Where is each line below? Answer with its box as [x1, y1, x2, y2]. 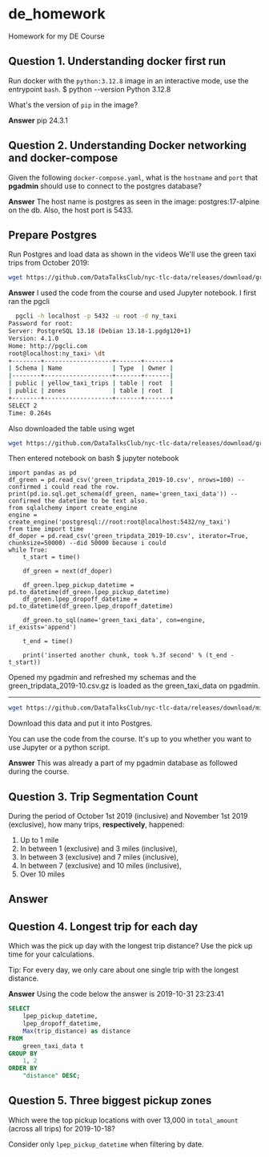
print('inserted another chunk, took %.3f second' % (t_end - [22, 651, 235, 660]
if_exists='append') [8, 623, 78, 632]
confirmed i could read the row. [8, 483, 120, 492]
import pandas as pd [8, 469, 78, 477]
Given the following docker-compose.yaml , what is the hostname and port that [8, 172, 259, 182]
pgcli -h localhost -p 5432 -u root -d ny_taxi [15, 312, 178, 321]
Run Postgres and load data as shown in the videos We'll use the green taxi [8, 249, 256, 259]
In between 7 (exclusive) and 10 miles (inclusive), [19, 861, 182, 871]
